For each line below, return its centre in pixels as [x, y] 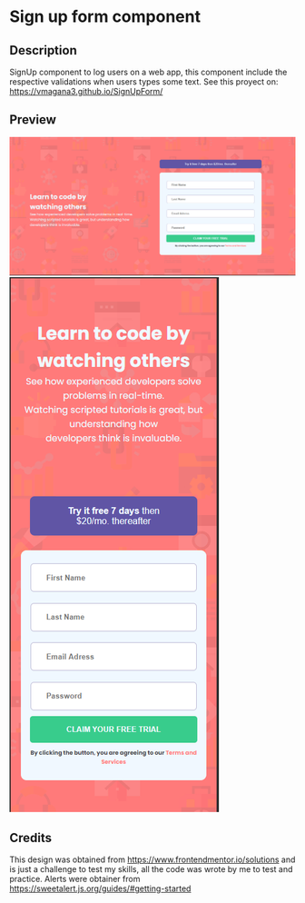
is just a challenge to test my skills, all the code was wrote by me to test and [151, 869]
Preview [33, 120]
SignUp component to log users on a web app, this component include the [148, 72]
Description [43, 50]
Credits [31, 838]
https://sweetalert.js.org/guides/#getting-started [100, 888]
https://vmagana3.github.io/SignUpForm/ [86, 91]
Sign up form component [105, 17]
